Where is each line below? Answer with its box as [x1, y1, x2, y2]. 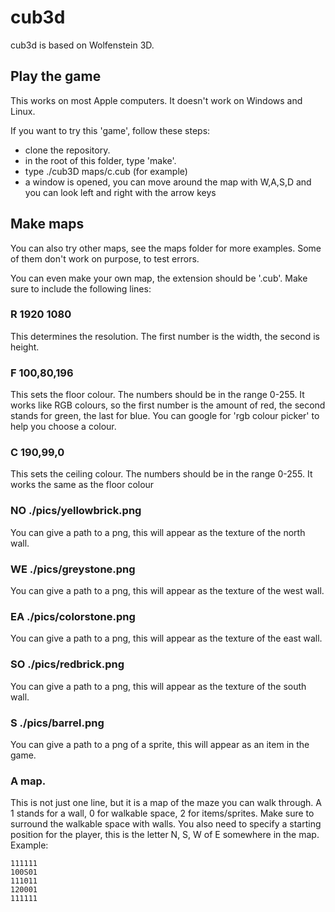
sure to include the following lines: [10, 282, 152, 295]
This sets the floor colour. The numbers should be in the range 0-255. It [10, 389, 305, 401]
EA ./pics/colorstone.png [10, 609, 136, 623]
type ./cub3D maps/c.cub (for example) [24, 165, 188, 177]
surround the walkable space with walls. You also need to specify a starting [10, 818, 322, 830]
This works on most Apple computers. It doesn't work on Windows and [10, 94, 303, 106]
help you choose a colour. [10, 421, 117, 433]
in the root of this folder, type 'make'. [24, 154, 177, 166]
